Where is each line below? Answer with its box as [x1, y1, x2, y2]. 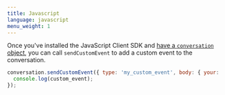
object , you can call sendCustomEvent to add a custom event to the [7, 49, 193, 57]
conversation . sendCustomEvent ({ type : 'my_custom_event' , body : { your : [7, 69, 220, 76]
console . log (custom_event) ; [13, 76, 94, 83]
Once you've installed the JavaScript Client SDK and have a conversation [7, 42, 214, 50]
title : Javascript [7, 10, 60, 17]
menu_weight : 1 [7, 23, 51, 29]
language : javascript [7, 16, 69, 23]
